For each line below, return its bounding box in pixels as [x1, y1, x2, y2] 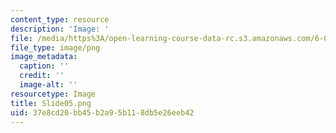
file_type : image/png [10, 42, 101, 53]
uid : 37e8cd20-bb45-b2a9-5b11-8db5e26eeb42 [10, 107, 195, 118]
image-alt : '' [19, 80, 78, 90]
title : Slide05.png [10, 98, 92, 108]
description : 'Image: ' [10, 24, 110, 34]
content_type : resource [10, 14, 110, 25]
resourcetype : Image [10, 89, 97, 99]
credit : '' [19, 71, 65, 81]
